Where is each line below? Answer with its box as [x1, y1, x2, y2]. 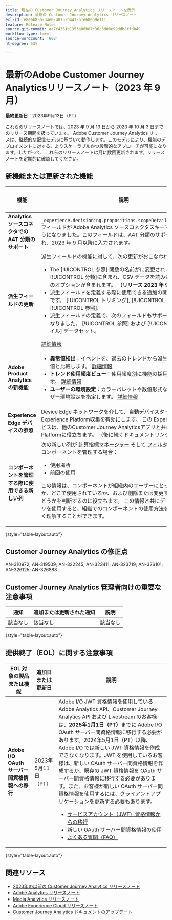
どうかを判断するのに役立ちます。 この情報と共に [40, 497, 160, 504]
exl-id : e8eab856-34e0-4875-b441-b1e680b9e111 [5, 17, 106, 22]
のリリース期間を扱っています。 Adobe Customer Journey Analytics [5, 130, 148, 136]
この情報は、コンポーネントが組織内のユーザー [40, 482, 154, 489]
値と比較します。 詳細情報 [50, 363, 113, 370]
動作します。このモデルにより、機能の [81, 136, 162, 143]
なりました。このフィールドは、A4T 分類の [51, 231, 155, 238]
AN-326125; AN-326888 [5, 567, 57, 573]
